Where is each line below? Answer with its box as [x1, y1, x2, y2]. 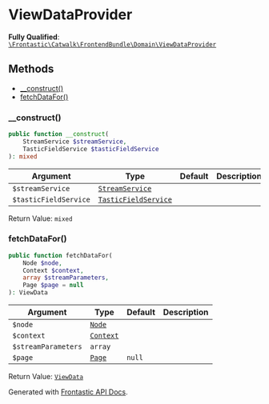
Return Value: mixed [8, 214, 73, 223]
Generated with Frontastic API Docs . [8, 387, 128, 397]
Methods [8, 62, 54, 76]
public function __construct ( [8, 130, 110, 138]
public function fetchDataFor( [8, 251, 113, 259]
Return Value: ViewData [8, 372, 84, 382]
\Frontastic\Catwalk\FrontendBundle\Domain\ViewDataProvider [8, 40, 217, 49]
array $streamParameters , [22, 274, 110, 282]
